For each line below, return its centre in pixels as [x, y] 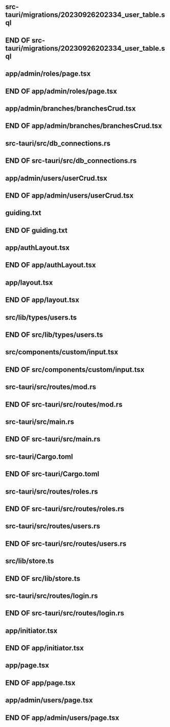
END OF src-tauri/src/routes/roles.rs [65, 509]
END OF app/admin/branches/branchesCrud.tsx [84, 126]
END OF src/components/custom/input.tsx [75, 369]
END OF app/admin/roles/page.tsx [61, 91]
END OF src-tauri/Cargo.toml [52, 474]
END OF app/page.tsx [40, 683]
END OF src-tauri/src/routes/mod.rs [64, 404]
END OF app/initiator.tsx [45, 648]
